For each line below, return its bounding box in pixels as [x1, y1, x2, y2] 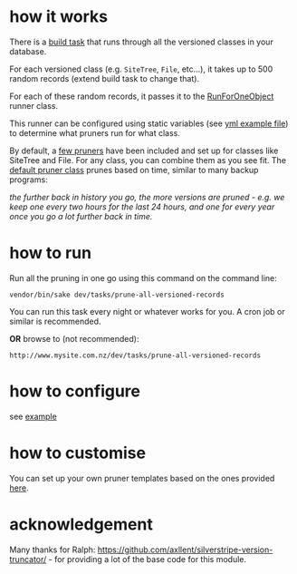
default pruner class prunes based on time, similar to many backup [9, 164, 259, 175]
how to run [9, 243, 92, 264]
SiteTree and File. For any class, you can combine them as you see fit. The [9, 154, 287, 165]
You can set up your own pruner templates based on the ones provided [9, 472, 275, 483]
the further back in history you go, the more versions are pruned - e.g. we [9, 191, 285, 202]
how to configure [9, 381, 140, 402]
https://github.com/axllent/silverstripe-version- [97, 544, 273, 555]
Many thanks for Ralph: [9, 544, 96, 555]
